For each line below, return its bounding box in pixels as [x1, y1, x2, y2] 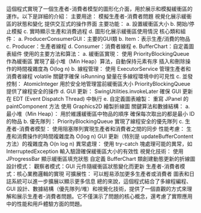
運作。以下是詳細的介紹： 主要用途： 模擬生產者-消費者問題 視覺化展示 [6, 13, 182, 20]
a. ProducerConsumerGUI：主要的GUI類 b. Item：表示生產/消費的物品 [17, 35, 191, 42]
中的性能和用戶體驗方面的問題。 [6, 200, 85, 207]
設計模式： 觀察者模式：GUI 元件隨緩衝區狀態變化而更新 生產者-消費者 [6, 163, 180, 170]
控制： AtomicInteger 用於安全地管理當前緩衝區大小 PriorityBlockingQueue [6, 80, 191, 87]
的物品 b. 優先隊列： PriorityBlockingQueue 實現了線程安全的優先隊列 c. [6, 118, 184, 125]
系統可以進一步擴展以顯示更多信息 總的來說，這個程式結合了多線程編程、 [11, 178, 192, 185]
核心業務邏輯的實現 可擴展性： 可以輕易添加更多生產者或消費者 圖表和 [16, 170, 190, 177]
